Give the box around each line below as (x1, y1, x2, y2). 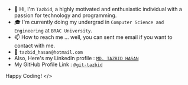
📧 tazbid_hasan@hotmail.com (14, 48, 83, 55)
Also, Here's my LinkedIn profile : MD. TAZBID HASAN (14, 55, 139, 61)
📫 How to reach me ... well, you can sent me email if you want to (14, 34, 173, 41)
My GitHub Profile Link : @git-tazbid (14, 61, 103, 68)
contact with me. (14, 42, 56, 49)
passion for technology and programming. (14, 12, 117, 19)
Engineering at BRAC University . (14, 27, 93, 34)
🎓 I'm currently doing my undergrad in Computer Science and (14, 18, 164, 25)
